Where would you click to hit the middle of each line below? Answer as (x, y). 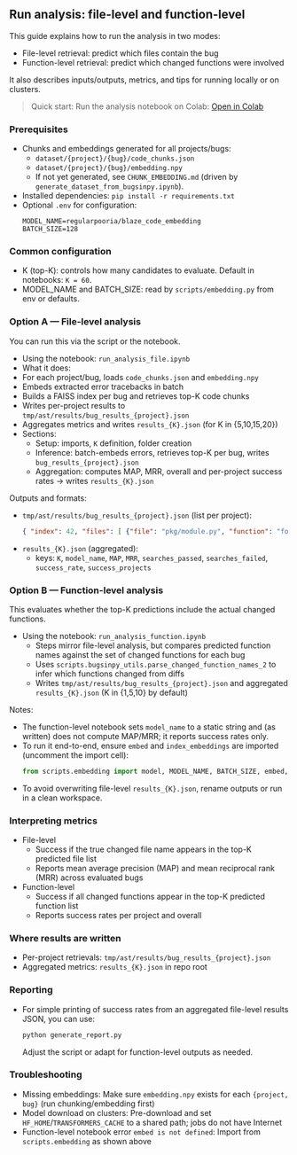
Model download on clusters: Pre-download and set (117, 1112)
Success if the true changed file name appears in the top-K (144, 849)
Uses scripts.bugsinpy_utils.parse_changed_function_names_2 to (156, 664)
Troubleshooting (46, 1074)
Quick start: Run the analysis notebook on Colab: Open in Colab (147, 106)
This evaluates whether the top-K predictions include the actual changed (142, 609)
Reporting (31, 990)
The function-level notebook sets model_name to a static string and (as (149, 727)
